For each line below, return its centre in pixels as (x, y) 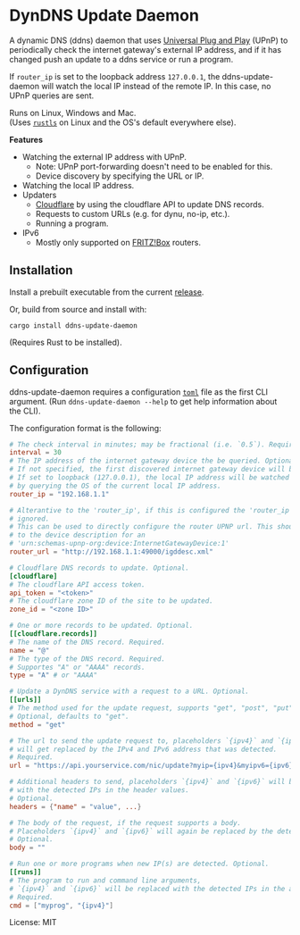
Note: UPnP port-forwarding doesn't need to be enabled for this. (154, 166)
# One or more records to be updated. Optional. (101, 626)
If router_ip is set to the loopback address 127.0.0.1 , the (115, 76)
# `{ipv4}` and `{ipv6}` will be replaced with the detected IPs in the (147, 889)
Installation (41, 270)
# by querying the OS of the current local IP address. (115, 486)
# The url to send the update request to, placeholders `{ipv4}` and (142, 741)
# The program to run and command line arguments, (105, 881)
